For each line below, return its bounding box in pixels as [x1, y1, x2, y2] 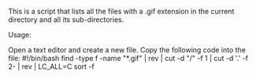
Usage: [8, 31, 32, 39]
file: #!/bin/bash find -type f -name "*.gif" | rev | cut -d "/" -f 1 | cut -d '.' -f [8, 54, 248, 63]
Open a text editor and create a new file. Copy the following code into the [8, 45, 247, 54]
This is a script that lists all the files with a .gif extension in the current [8, 7, 235, 16]
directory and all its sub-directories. [8, 15, 124, 24]
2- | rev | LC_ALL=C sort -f [8, 62, 95, 71]
